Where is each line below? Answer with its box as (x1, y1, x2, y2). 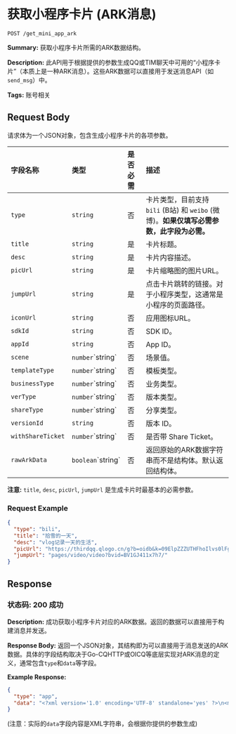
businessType (11, 379, 55, 387)
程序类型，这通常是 (159, 289, 223, 299)
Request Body (7, 112, 70, 124)
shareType (11, 405, 44, 414)
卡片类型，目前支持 (145, 195, 209, 204)
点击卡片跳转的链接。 (145, 279, 216, 289)
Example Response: (7, 672, 67, 681)
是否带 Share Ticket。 (145, 431, 218, 441)
